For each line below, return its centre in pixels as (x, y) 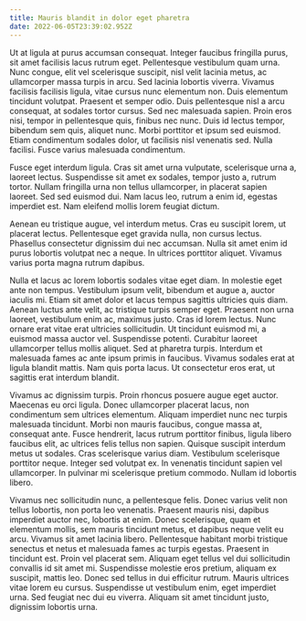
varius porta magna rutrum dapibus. (77, 262)
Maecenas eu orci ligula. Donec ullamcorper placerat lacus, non (129, 405)
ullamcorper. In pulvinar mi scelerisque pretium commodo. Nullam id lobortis (153, 472)
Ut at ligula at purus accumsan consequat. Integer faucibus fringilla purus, (149, 52)
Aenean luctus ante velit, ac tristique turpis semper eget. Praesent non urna (152, 309)
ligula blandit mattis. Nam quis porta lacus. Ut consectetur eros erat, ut (142, 367)
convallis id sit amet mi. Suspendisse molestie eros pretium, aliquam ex (143, 568)
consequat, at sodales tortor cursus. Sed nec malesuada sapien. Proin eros (151, 111)
